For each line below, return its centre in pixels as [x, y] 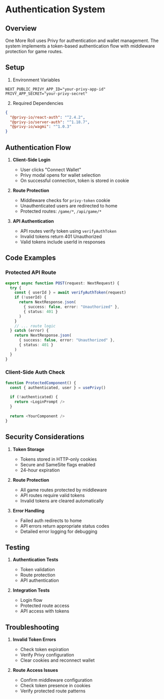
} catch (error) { [30, 331]
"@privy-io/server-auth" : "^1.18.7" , [50, 122]
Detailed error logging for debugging [59, 531]
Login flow [31, 600]
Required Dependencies [38, 103]
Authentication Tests [35, 560]
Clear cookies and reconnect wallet [58, 660]
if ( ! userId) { [31, 298]
